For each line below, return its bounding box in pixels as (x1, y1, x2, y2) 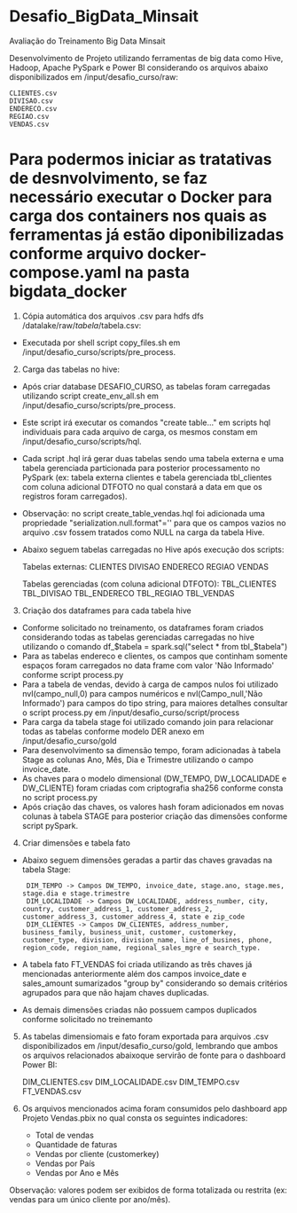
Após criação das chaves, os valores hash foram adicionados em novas (21, 801, 285, 812)
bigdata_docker (9, 281, 127, 302)
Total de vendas (35, 1130, 95, 1140)
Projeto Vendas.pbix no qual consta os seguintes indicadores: (21, 1112, 248, 1123)
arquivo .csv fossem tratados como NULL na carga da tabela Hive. (21, 526, 265, 538)
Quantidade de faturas (35, 1138, 118, 1150)
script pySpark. (21, 820, 78, 831)
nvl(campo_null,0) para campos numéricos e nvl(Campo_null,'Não (21, 688, 263, 698)
